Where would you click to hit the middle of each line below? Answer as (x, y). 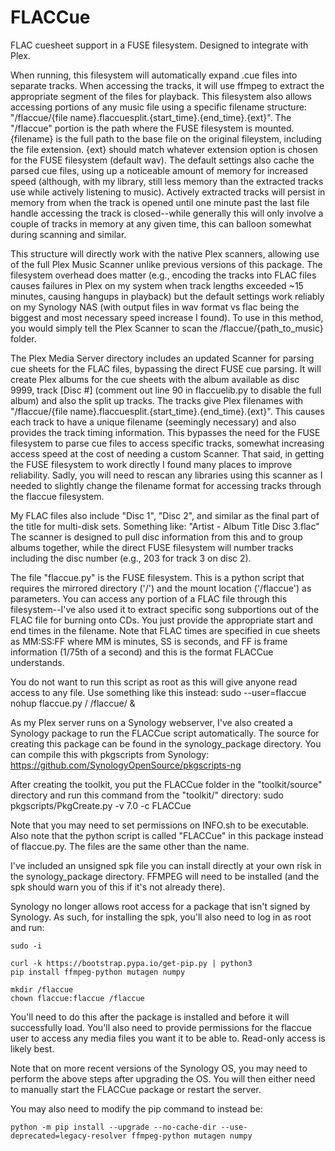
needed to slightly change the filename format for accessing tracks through (166, 485)
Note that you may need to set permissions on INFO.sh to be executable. (160, 825)
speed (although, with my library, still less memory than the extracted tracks (167, 181)
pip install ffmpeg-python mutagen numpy (98, 972)
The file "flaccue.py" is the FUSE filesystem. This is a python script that (157, 577)
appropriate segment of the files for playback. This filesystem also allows (161, 96)
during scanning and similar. (68, 234)
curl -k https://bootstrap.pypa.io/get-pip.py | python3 (131, 963)
